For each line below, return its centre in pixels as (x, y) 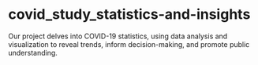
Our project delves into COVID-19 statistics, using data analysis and (118, 36)
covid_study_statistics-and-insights (129, 14)
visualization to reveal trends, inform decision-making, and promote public (129, 44)
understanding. (33, 52)
